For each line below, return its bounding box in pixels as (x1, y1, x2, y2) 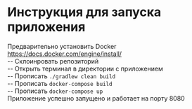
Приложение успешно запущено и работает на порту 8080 (7, 94, 185, 102)
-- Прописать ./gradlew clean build (7, 71, 116, 80)
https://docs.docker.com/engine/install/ (7, 50, 122, 58)
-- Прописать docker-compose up (7, 87, 103, 95)
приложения (7, 19, 86, 35)
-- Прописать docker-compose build (7, 79, 113, 87)
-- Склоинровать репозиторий (7, 57, 99, 65)
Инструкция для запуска (7, 4, 162, 20)
